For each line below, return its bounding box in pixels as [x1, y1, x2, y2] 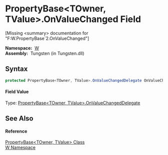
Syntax [5, 65, 28, 73]
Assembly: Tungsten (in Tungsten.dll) [5, 50, 84, 56]
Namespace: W [5, 45, 39, 51]
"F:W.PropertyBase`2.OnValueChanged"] [5, 35, 89, 41]
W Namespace [5, 145, 36, 151]
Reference [5, 128, 27, 134]
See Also [5, 114, 33, 123]
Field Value [5, 89, 29, 95]
